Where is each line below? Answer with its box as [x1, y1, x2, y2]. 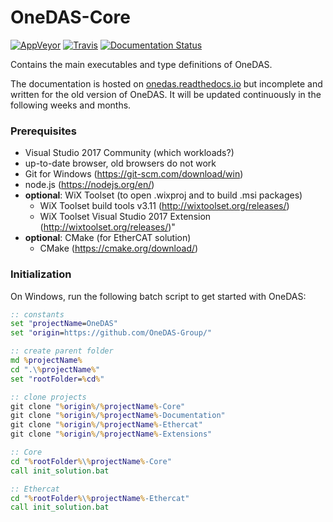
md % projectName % [10, 356, 83, 366]
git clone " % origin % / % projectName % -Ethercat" [10, 420, 203, 430]
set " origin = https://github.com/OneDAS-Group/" [10, 328, 213, 338]
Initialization [10, 267, 72, 281]
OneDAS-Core [10, 6, 131, 29]
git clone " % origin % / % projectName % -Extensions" [10, 429, 213, 440]
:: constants [10, 309, 65, 320]
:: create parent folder [10, 346, 114, 356]
